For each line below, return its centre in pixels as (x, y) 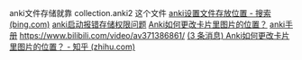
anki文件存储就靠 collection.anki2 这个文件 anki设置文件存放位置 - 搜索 (141, 13)
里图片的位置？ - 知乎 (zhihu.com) (73, 47)
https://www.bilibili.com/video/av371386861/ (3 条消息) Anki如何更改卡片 (155, 35)
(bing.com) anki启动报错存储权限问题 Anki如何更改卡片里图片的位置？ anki (147, 24)
